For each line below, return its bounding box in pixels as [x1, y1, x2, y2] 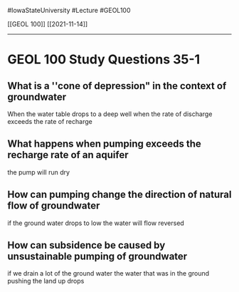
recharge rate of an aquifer [7, 149, 129, 161]
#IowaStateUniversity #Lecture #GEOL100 [7, 6, 131, 14]
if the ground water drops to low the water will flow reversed [7, 219, 185, 227]
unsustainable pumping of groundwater [7, 251, 188, 263]
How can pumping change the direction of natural [7, 189, 232, 201]
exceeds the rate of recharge [7, 118, 92, 125]
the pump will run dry [7, 167, 70, 177]
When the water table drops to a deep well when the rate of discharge [7, 110, 213, 118]
